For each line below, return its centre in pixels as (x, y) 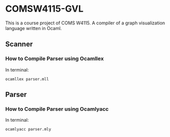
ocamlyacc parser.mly (28, 129)
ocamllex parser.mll (27, 79)
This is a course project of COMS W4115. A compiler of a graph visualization (85, 23)
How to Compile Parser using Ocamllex (55, 59)
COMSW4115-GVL (44, 9)
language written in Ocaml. (34, 28)
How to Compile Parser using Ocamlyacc (57, 109)
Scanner (19, 44)
